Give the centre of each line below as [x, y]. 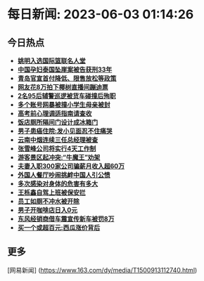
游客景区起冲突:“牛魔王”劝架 [59, 157]
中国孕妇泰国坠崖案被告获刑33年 [65, 70]
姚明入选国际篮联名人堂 [51, 61]
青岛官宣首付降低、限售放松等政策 [67, 78]
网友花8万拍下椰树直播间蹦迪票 [63, 87]
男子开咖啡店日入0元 [47, 210]
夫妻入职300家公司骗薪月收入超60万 [71, 166]
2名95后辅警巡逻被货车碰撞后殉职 [66, 96]
